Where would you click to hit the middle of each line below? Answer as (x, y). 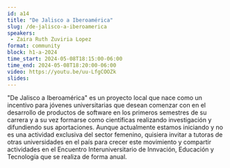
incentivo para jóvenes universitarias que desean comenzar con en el (107, 106)
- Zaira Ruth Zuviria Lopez (51, 40)
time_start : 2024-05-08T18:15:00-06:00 (65, 59)
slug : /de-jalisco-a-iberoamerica (57, 26)
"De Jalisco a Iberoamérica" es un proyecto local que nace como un (105, 98)
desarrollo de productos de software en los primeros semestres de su (107, 112)
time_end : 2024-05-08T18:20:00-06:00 (62, 65)
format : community (34, 46)
